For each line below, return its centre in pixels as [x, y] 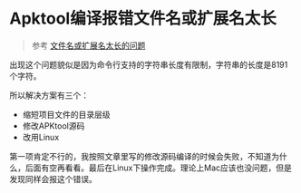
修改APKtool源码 [53, 125]
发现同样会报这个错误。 [53, 179]
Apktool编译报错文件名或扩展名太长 [143, 19]
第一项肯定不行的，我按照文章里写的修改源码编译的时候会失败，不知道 [141, 156]
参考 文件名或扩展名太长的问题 [88, 45]
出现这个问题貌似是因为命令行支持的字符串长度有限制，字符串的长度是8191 [149, 64]
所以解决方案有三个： [49, 95]
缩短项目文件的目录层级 [66, 114]
